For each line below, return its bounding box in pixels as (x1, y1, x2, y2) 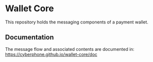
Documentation (5, 33, 54, 41)
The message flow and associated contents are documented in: (5, 46, 135, 52)
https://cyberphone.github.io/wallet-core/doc (5, 51, 98, 57)
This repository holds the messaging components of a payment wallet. (5, 19, 149, 25)
